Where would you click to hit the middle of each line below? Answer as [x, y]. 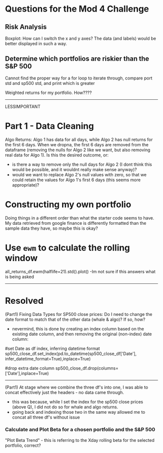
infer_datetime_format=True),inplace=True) [48, 359]
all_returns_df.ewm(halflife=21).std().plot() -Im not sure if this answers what [80, 271]
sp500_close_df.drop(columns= [87, 368]
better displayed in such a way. [36, 44]
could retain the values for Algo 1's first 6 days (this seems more [76, 180]
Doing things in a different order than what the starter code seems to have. [80, 218]
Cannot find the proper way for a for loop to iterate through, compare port [79, 78]
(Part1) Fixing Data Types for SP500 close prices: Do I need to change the [79, 314]
